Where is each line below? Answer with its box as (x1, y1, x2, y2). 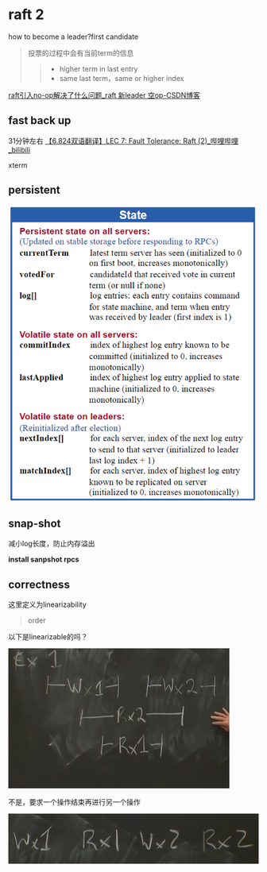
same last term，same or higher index (59, 73, 184, 83)
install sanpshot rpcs (8, 554, 79, 565)
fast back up (8, 114, 72, 128)
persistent (8, 183, 61, 197)
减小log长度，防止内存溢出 (8, 538, 95, 549)
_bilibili (8, 145, 30, 154)
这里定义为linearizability (8, 600, 87, 609)
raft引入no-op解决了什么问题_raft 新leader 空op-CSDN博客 (8, 90, 200, 100)
